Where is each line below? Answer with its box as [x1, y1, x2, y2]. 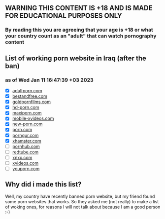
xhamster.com [12, 138, 41, 144]
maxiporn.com [12, 110, 42, 116]
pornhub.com [12, 143, 40, 149]
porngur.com [12, 132, 39, 138]
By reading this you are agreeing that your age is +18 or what [5, 27, 154, 34]
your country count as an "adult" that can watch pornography [5, 33, 157, 39]
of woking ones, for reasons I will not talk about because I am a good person [5, 204, 161, 210]
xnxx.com [12, 154, 33, 160]
